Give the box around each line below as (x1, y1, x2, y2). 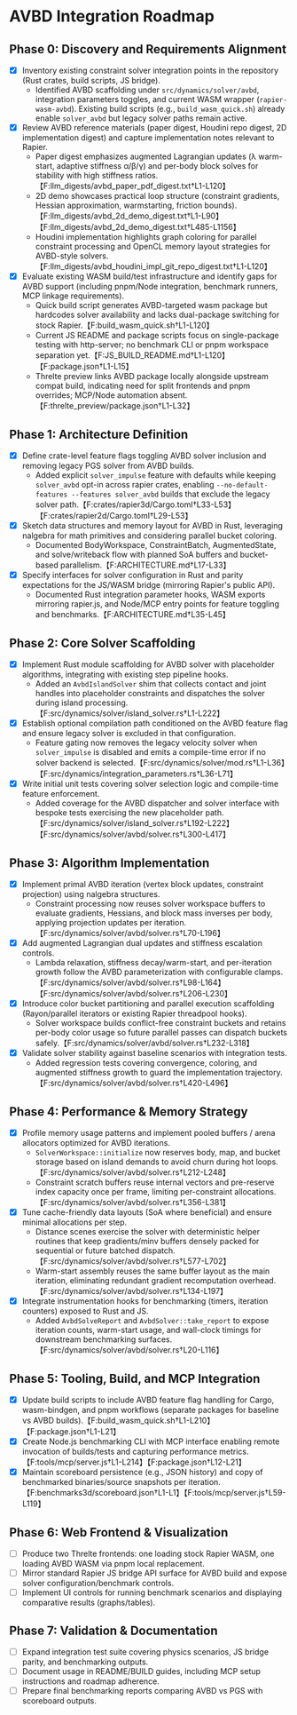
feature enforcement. (21, 789, 100, 799)
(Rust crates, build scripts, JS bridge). (21, 75, 161, 86)
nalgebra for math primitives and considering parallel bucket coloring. (21, 530, 277, 541)
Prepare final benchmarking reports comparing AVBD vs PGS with (21, 1686, 263, 1696)
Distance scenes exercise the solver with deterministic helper (35, 1227, 261, 1237)
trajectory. (245, 1068, 283, 1078)
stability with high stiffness (35, 171, 134, 181)
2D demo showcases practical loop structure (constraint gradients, (35, 191, 280, 202)
